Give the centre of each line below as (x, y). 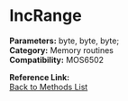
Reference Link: (40, 77)
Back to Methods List (49, 87)
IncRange (46, 16)
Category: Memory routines (62, 50)
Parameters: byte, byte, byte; (64, 41)
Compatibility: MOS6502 (57, 60)
